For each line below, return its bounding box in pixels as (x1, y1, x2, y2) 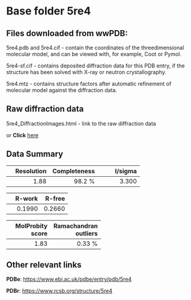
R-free (44, 194, 65, 203)
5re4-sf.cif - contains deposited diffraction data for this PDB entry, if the (6, 62, 185, 69)
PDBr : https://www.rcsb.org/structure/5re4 (6, 287, 113, 295)
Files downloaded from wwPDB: (6, 28, 128, 38)
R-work (15, 194, 38, 203)
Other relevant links (6, 260, 82, 270)
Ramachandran (53, 221, 98, 230)
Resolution (15, 167, 47, 175)
